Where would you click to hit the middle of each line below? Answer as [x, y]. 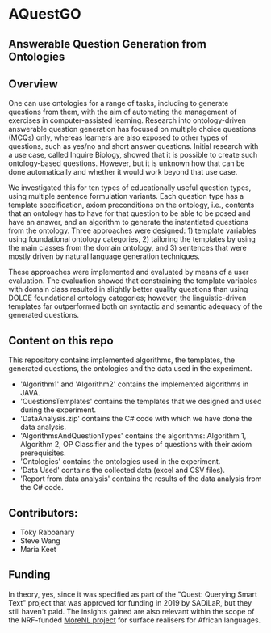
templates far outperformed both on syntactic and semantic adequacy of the [135, 306]
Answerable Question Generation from [108, 44]
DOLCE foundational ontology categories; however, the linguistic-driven [127, 298]
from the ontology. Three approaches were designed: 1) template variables [132, 230]
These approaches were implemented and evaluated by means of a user [129, 272]
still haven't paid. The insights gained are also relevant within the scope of [131, 611]
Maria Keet [38, 550]
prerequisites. [43, 453]
